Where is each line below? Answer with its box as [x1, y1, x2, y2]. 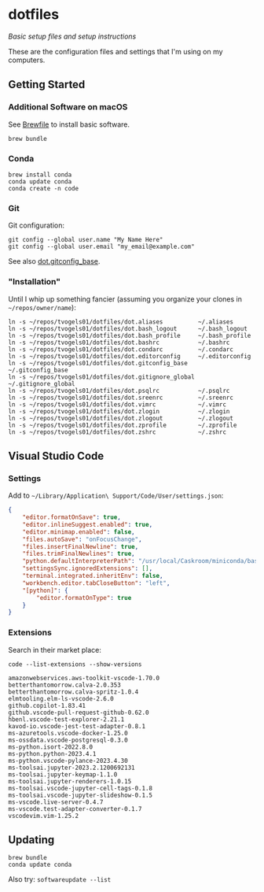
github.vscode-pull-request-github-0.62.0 [8, 709, 149, 716]
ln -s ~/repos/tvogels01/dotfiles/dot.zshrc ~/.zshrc [8, 427, 226, 436]
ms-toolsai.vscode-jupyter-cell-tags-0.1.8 [8, 784, 153, 792]
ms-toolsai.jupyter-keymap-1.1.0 [8, 770, 118, 779]
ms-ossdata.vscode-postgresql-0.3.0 [8, 736, 128, 744]
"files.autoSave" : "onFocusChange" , [22, 535, 143, 543]
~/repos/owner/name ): [8, 302, 76, 312]
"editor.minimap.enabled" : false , [22, 527, 135, 536]
